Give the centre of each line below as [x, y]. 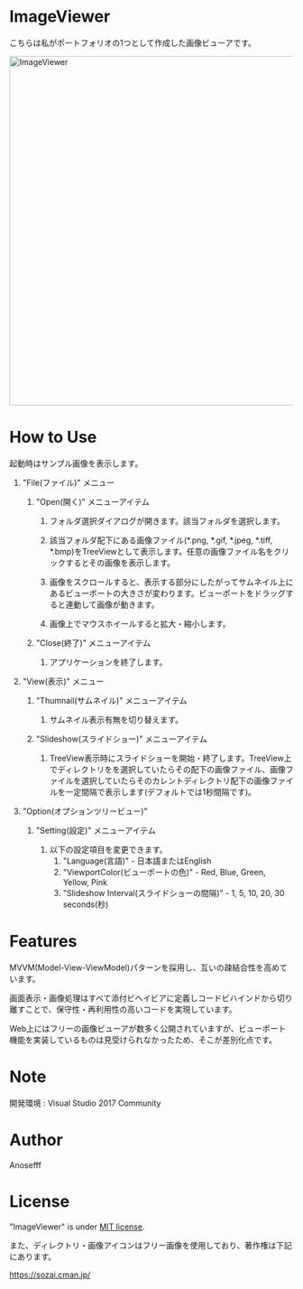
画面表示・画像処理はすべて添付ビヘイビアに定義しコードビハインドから [143, 998]
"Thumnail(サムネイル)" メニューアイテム [111, 700]
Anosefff [26, 1165]
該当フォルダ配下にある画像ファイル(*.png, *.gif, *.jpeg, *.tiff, [161, 540]
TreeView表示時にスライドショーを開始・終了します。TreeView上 [170, 758]
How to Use [53, 438]
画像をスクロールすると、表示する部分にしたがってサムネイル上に [171, 582]
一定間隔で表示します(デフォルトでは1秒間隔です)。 [161, 791]
